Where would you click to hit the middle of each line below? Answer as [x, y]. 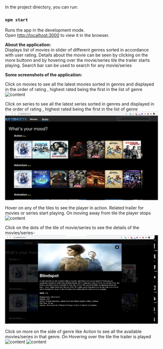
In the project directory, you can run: [41, 7]
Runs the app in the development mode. [45, 30]
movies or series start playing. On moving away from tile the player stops [78, 213]
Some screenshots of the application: [44, 75]
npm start [16, 20]
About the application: [28, 45]
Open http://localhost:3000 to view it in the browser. [57, 35]
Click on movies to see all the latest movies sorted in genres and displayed [80, 84]
